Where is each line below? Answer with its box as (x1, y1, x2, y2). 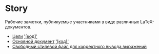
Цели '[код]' (12, 33, 38, 39)
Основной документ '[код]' (12, 38, 69, 44)
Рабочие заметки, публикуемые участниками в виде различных (5, 19, 139, 25)
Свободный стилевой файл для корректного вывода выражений (12, 43, 147, 49)
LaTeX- (140, 19, 155, 25)
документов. (5, 24, 32, 29)
